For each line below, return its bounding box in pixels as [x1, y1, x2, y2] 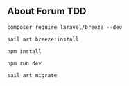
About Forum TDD [7, 6, 87, 17]
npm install [7, 47, 42, 54]
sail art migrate [7, 72, 58, 78]
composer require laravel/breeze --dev [7, 23, 123, 30]
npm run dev [7, 60, 42, 67]
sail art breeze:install [7, 36, 79, 43]
